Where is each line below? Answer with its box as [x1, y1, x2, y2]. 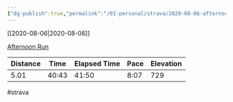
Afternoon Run [7, 42, 49, 50]
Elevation [150, 59, 182, 68]
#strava [7, 88, 29, 96]
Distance [10, 59, 41, 68]
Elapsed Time [74, 59, 121, 68]
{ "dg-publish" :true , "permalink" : [7, 10, 104, 17]
